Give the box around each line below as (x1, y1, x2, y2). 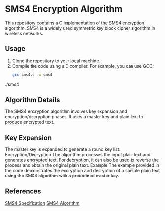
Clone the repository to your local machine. (12, 58, 100, 64)
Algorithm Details (5, 96, 60, 104)
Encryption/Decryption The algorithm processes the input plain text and (5, 152, 151, 158)
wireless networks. (5, 30, 43, 36)
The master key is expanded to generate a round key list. (5, 146, 121, 152)
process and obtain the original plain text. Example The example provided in (5, 162, 159, 168)
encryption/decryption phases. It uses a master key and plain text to (5, 114, 144, 120)
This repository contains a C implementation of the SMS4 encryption (5, 20, 144, 26)
